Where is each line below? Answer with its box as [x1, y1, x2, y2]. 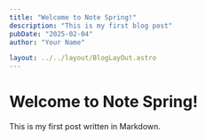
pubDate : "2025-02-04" [9, 29, 93, 38]
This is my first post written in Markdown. [9, 121, 162, 132]
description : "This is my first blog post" [9, 21, 173, 30]
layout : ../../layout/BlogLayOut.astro [9, 54, 157, 63]
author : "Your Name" [9, 37, 86, 47]
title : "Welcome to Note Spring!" [9, 12, 138, 22]
